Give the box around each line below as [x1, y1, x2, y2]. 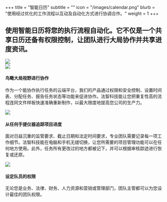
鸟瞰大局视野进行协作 [5, 75, 49, 81]
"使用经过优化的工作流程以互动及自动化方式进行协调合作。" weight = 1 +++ [5, 10, 159, 16]
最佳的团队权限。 [9, 192, 45, 198]
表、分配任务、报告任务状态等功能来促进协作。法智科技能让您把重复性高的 [5, 93, 158, 99]
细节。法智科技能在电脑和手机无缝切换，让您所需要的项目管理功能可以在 [9, 139, 158, 145]
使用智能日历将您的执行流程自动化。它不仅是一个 [5, 26, 156, 35]
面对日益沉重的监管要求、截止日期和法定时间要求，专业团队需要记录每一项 [5, 133, 158, 139]
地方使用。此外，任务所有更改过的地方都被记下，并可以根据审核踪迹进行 [9, 145, 158, 151]
